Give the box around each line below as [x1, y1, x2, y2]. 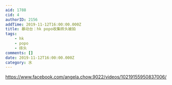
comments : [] [5, 50, 33, 55]
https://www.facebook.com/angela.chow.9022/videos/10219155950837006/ [5, 74, 167, 80]
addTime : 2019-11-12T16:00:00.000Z [5, 22, 82, 27]
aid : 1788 [5, 7, 27, 13]
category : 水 [5, 60, 32, 65]
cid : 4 [5, 12, 20, 17]
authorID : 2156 [5, 17, 38, 22]
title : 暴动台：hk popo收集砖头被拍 [5, 27, 76, 32]
